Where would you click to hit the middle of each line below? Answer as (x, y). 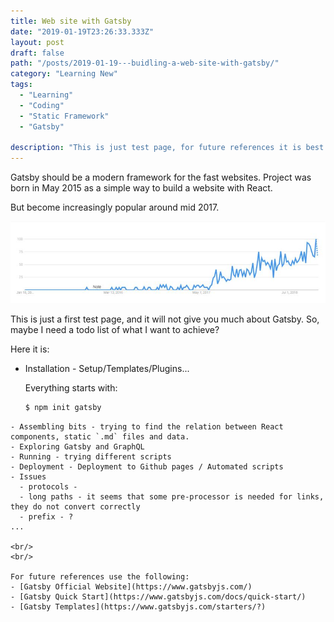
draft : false (37, 53)
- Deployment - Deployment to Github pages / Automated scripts (147, 466)
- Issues (28, 476)
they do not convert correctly (75, 506)
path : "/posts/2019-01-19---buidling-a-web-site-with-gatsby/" (145, 63)
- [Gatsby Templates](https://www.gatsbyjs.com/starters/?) (138, 606)
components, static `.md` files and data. (100, 436)
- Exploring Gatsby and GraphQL (77, 446)
